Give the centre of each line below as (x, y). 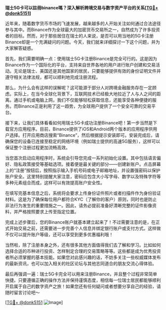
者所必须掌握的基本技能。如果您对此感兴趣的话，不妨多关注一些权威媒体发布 (83, 257)
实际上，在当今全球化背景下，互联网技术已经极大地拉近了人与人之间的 (85, 94)
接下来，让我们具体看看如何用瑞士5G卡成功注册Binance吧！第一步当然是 (79, 123)
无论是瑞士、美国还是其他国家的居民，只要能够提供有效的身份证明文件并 (87, 71)
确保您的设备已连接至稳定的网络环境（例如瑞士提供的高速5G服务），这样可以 (83, 141)
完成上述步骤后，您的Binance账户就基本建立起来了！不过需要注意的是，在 (81, 222)
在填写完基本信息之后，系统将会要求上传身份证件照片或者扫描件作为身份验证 (83, 193)
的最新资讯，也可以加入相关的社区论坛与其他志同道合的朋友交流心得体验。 (81, 263)
